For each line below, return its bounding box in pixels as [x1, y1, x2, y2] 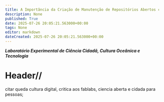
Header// [5, 70, 42, 81]
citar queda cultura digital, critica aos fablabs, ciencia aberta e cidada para [5, 86, 156, 92]
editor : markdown [5, 30, 41, 35]
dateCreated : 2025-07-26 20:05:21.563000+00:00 [5, 35, 104, 40]
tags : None [5, 25, 27, 30]
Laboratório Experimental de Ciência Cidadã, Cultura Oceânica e [5, 47, 141, 54]
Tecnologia [5, 53, 28, 59]
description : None [5, 12, 42, 17]
